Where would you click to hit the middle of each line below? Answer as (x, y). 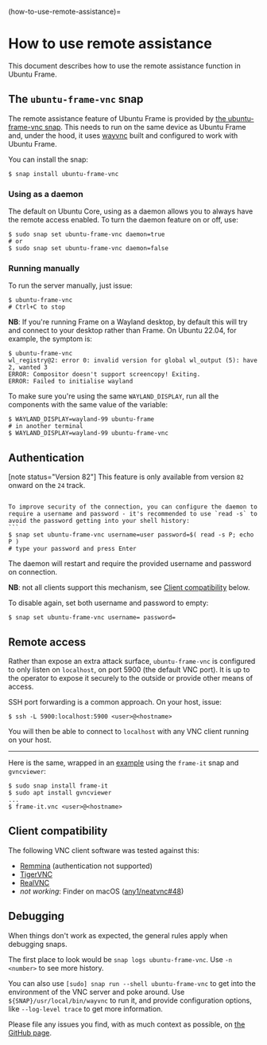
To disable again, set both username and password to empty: (108, 603)
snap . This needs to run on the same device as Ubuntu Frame (145, 127)
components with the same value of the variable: (88, 405)
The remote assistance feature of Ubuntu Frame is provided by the (117, 118)
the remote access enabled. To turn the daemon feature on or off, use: (123, 220)
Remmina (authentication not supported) (86, 866)
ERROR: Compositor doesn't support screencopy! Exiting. (104, 375)
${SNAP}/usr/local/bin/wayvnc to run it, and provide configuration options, (130, 1000)
